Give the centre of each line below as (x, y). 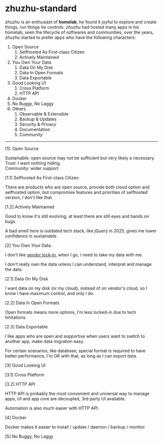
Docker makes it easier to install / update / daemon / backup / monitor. (75, 427)
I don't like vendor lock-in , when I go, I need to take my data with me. (74, 255)
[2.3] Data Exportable (26, 326)
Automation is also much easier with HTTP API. (52, 408)
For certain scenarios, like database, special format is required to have (75, 351)
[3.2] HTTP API (20, 384)
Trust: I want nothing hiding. (33, 163)
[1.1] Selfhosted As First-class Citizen (42, 177)
